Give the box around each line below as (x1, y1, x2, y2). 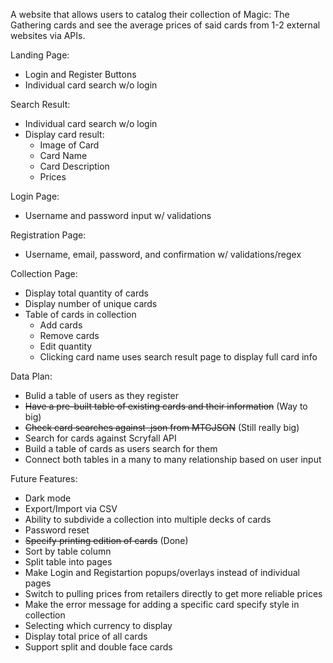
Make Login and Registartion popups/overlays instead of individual (24, 567, 300, 578)
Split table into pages (24, 556, 113, 568)
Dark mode (24, 492, 72, 504)
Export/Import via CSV (24, 503, 118, 514)
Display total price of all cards (24, 630, 148, 642)
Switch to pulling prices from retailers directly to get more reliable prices (24, 588, 323, 599)
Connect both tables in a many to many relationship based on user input (24, 454, 322, 465)
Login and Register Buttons (24, 69, 137, 80)
